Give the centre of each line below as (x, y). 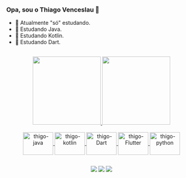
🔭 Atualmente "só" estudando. (53, 23)
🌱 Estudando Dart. (38, 42)
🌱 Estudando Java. (38, 29)
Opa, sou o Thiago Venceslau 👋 (53, 10)
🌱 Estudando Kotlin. (40, 36)
